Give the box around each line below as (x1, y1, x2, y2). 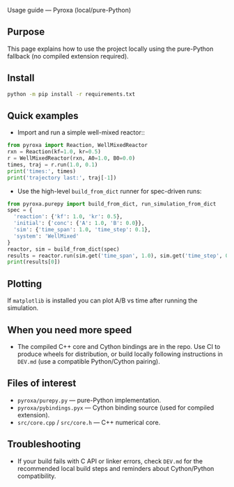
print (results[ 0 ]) (7, 258, 61, 265)
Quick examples (7, 109, 79, 121)
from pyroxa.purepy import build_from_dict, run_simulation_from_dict (7, 200, 217, 208)
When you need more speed (7, 324, 132, 336)
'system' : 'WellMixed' (13, 233, 79, 240)
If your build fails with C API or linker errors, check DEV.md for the (17, 456, 203, 465)
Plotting (7, 278, 42, 290)
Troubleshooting (7, 438, 81, 450)
